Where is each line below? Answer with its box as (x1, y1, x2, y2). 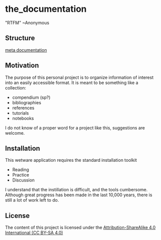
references (12, 105, 34, 111)
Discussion (12, 177, 35, 183)
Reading (12, 167, 29, 173)
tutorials (12, 110, 29, 116)
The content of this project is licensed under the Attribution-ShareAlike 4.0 (5, 225, 156, 231)
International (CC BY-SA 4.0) (5, 230, 63, 236)
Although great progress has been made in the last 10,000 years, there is (5, 192, 153, 198)
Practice (12, 172, 29, 178)
